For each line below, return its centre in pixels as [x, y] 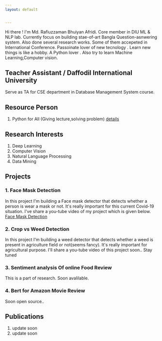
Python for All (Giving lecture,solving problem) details [65, 119]
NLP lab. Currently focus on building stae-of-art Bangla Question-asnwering [81, 37]
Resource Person [32, 107]
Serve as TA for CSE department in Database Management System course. [80, 92]
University [21, 81]
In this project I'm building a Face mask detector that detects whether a [76, 201]
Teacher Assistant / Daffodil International [69, 73]
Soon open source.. [25, 301]
